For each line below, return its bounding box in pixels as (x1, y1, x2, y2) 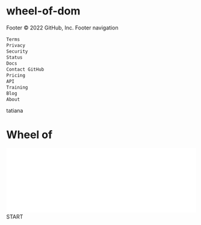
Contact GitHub (6, 66, 45, 73)
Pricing (6, 72, 26, 79)
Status (6, 54, 23, 61)
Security (6, 48, 28, 55)
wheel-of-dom (6, 4, 81, 18)
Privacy (6, 42, 26, 49)
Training (6, 84, 28, 91)
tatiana (6, 107, 23, 114)
